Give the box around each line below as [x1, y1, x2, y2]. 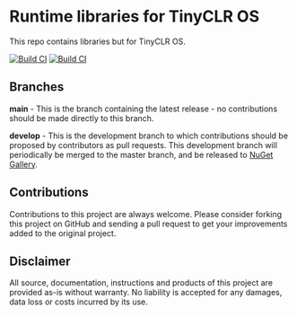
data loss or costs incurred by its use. [9, 296, 148, 307]
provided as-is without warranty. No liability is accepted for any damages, [9, 287, 283, 298]
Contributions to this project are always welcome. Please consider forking [9, 208, 283, 219]
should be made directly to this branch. [9, 112, 154, 123]
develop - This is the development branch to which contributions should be [9, 130, 289, 141]
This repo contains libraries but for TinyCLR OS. [9, 36, 186, 47]
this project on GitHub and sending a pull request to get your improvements [9, 218, 288, 229]
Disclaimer [9, 253, 71, 268]
